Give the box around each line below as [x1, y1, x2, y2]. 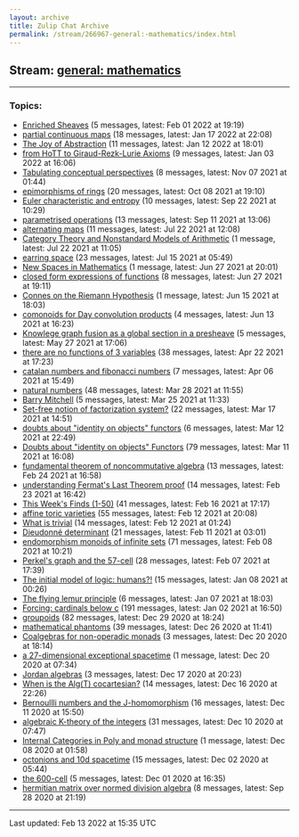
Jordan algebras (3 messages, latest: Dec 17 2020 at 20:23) [21, 669, 243, 680]
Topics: [9, 100, 43, 112]
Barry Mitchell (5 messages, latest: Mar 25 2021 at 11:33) [21, 394, 230, 406]
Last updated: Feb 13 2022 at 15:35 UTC [9, 817, 157, 829]
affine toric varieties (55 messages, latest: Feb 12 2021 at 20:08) [21, 508, 258, 519]
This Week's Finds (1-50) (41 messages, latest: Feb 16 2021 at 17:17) [21, 498, 271, 509]
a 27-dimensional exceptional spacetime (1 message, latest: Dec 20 [21, 650, 270, 661]
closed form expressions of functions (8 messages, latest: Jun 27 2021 [21, 271, 283, 282]
